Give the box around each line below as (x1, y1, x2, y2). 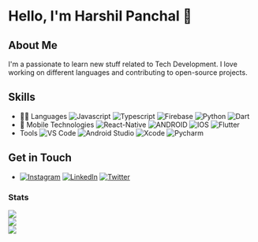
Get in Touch (8, 151, 73, 165)
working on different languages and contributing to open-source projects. (8, 68, 248, 77)
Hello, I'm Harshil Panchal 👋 (8, 7, 193, 25)
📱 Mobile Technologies (19, 120, 95, 129)
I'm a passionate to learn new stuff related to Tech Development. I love (8, 59, 238, 69)
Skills (8, 91, 36, 104)
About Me (8, 39, 58, 52)
